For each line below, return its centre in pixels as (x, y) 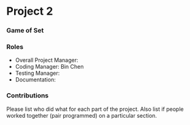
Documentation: (36, 80)
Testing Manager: (37, 73)
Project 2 (30, 11)
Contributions (28, 96)
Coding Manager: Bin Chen (49, 67)
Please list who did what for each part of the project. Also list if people (95, 109)
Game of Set (25, 31)
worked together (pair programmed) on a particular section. (82, 115)
